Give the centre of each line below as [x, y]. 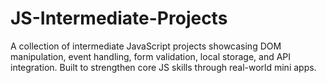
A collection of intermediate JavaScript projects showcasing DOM [146, 46]
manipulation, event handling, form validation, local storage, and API [151, 56]
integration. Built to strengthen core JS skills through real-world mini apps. [163, 67]
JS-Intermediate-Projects [119, 18]
